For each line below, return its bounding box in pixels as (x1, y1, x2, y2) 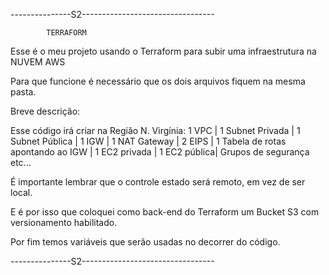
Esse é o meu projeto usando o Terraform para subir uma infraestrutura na (10, 45, 317, 57)
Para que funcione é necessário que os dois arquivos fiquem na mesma (10, 75, 306, 87)
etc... (10, 157, 32, 168)
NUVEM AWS (10, 56, 66, 68)
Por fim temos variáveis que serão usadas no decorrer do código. (10, 236, 281, 248)
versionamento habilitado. (10, 217, 118, 228)
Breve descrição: (10, 105, 81, 117)
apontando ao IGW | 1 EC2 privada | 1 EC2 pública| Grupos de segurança (10, 146, 310, 158)
